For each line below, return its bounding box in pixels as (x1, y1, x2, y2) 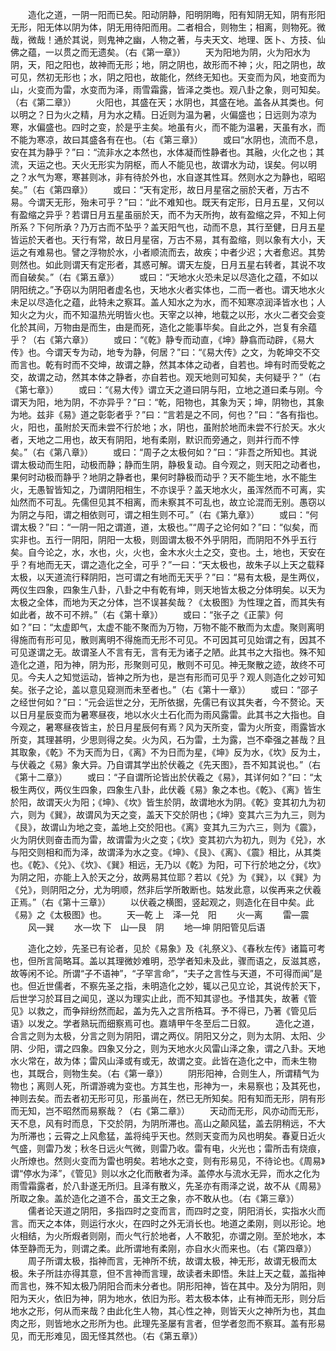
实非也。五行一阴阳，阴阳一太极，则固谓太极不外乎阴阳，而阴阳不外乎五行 (10, 534, 317, 545)
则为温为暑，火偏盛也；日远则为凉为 (167, 109, 317, 120)
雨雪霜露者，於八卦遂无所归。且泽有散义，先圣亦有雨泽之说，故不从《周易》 (10, 1180, 326, 1192)
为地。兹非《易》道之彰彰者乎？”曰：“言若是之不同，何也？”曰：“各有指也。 (10, 409, 324, 420)
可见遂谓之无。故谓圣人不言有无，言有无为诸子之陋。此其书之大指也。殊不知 (10, 646, 326, 658)
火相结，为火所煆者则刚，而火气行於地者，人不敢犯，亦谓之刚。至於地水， (10, 1230, 317, 1242)
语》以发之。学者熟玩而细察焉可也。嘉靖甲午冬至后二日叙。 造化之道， (10, 1018, 320, 1029)
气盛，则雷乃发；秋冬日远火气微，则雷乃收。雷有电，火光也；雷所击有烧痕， (10, 1143, 326, 1154)
